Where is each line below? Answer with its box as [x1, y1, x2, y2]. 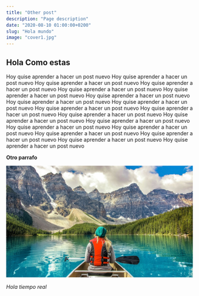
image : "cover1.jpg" [6, 34, 57, 41]
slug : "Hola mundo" [6, 28, 54, 34]
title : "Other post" [6, 9, 57, 15]
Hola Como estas [6, 57, 70, 68]
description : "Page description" [6, 15, 89, 22]
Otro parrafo [6, 154, 37, 161]
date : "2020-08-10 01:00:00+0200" [6, 22, 92, 28]
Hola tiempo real [6, 283, 47, 290]
